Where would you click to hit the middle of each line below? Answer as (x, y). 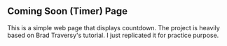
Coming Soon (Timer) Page (68, 11)
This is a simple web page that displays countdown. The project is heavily (114, 27)
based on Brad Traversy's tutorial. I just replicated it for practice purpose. (113, 35)
